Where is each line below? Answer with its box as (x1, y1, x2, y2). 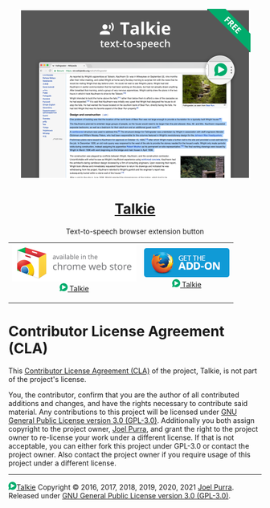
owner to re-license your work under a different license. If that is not (8, 433, 235, 442)
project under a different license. (8, 458, 117, 468)
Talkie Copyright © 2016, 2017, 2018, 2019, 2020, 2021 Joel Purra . (16, 482, 235, 492)
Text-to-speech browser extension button (65, 226, 205, 236)
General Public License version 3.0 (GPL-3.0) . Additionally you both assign (8, 416, 256, 425)
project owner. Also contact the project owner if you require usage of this (8, 450, 251, 460)
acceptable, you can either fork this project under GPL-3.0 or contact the (8, 441, 250, 451)
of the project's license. (8, 375, 87, 384)
